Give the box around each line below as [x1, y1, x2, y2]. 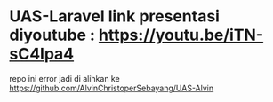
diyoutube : [9, 25, 96, 45]
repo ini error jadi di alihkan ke [9, 73, 120, 83]
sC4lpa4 [9, 44, 75, 64]
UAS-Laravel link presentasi [9, 6, 221, 27]
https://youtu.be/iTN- [98, 25, 264, 45]
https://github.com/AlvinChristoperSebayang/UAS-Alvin [9, 82, 214, 93]
